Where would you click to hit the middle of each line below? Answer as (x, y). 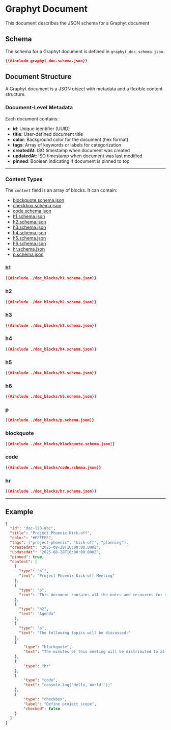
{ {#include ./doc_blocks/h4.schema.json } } (51, 349)
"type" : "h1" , (34, 571)
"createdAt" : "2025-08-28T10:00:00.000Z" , (55, 547)
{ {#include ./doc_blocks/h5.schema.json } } (51, 373)
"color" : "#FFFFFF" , (32, 538)
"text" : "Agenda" (37, 614)
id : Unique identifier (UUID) (41, 129)
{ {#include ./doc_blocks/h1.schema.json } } (51, 278)
